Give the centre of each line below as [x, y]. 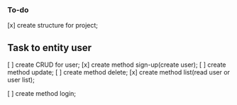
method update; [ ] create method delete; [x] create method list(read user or [119, 72]
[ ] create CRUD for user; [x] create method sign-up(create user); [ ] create [117, 65]
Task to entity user [50, 48]
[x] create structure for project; [53, 26]
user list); [21, 80]
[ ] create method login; [42, 94]
